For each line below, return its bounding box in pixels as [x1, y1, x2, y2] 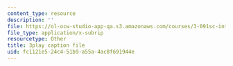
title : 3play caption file [7, 42, 85, 49]
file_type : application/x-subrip [7, 29, 104, 36]
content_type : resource [7, 10, 76, 17]
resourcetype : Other [7, 36, 67, 43]
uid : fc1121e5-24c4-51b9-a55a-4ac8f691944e [7, 49, 135, 56]
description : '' [7, 16, 54, 23]
